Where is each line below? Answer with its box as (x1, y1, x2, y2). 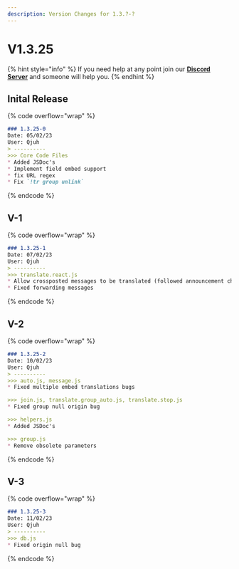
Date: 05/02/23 (7, 132, 53, 140)
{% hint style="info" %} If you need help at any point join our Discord (7, 65, 211, 73)
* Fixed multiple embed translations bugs (7, 384, 135, 391)
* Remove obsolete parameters (7, 442, 97, 449)
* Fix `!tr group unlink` (7, 179, 84, 186)
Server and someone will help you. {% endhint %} (7, 72, 155, 80)
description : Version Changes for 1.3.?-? (7, 10, 135, 18)
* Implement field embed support (7, 165, 107, 172)
